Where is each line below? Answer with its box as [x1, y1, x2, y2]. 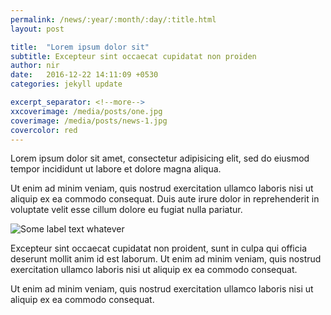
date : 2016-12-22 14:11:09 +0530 [10, 70, 159, 80]
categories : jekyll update [10, 79, 123, 90]
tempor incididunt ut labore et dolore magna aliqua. [10, 163, 222, 175]
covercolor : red [10, 125, 78, 135]
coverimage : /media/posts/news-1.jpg [10, 116, 168, 126]
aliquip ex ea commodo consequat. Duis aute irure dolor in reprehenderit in [10, 193, 320, 205]
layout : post [10, 24, 65, 34]
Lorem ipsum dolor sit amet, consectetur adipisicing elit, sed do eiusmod [10, 152, 310, 165]
